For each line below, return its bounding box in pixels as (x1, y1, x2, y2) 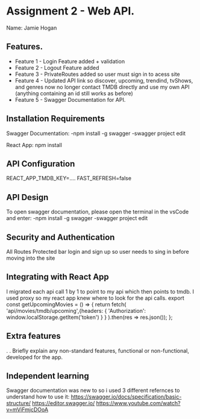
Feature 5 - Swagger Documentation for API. (14, 96, 126, 103)
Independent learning (6, 371, 89, 381)
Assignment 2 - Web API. (6, 4, 135, 18)
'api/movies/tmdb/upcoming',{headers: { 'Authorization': (6, 307, 146, 314)
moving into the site (6, 254, 55, 262)
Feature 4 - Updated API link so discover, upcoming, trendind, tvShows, (14, 77, 193, 84)
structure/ (6, 400, 31, 407)
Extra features (6, 331, 61, 341)
